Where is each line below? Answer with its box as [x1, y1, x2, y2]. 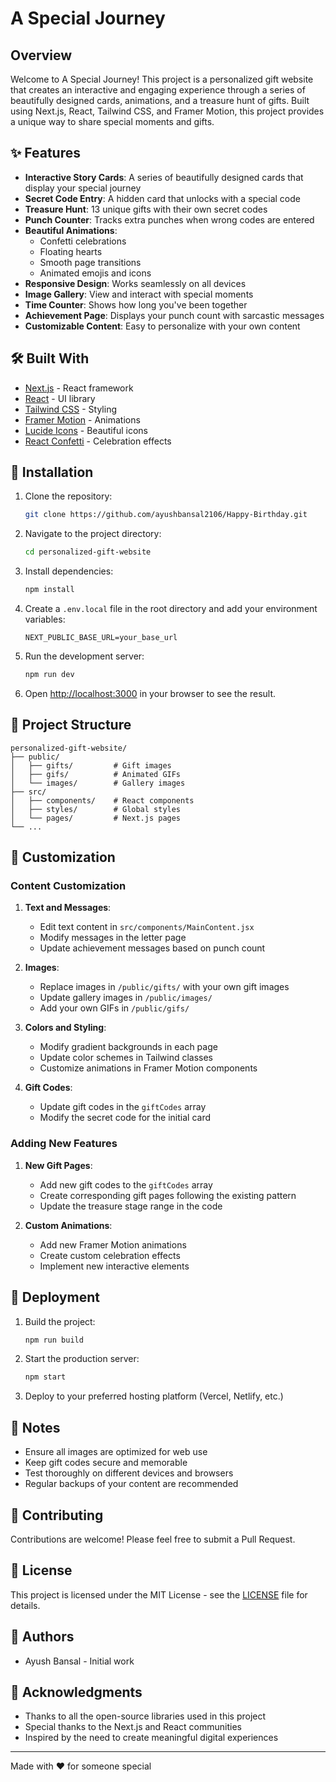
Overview [10, 47, 73, 64]
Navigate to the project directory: [24, 528, 162, 540]
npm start [24, 1372, 67, 1382]
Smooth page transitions [39, 256, 142, 268]
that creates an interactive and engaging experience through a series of [10, 84, 306, 96]
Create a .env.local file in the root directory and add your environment [24, 603, 318, 615]
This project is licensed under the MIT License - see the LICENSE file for [10, 1588, 308, 1601]
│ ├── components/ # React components [10, 795, 195, 806]
